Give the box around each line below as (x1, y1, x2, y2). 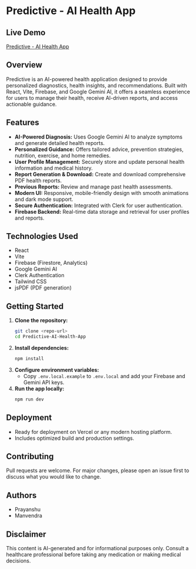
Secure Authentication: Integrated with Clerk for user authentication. (14, 201, 183, 209)
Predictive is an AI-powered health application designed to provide (6, 75, 167, 83)
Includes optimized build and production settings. (14, 435, 134, 442)
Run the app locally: (14, 385, 65, 392)
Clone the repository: (14, 317, 68, 324)
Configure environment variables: (14, 366, 99, 373)
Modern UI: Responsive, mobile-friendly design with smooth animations (14, 189, 189, 196)
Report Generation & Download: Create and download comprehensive (14, 170, 186, 177)
